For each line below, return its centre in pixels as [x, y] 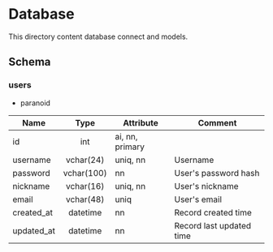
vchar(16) [85, 186]
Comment [217, 122]
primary [130, 147]
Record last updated [213, 225]
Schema [30, 62]
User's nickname [206, 186]
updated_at [34, 230]
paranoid [35, 103]
